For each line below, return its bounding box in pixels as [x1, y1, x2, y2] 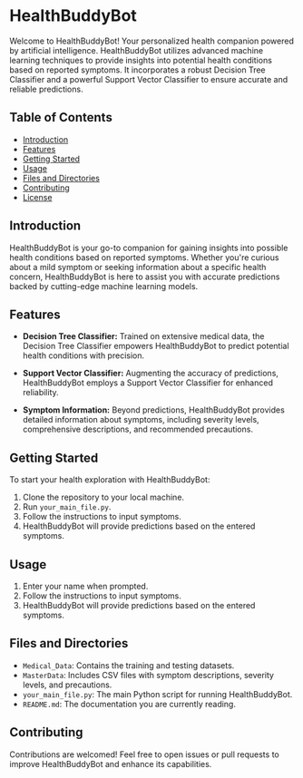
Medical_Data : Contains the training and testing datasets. [22, 659, 235, 671]
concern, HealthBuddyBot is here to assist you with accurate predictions [9, 271, 280, 282]
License [22, 191, 53, 202]
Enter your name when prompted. [22, 581, 149, 591]
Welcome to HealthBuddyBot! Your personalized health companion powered [9, 35, 295, 46]
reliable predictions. [9, 83, 83, 94]
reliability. [22, 387, 59, 398]
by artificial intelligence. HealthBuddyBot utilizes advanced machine [9, 44, 264, 55]
